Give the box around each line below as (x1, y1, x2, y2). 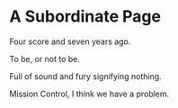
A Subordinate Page (9, 6, 162, 27)
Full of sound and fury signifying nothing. (9, 70, 162, 82)
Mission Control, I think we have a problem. (9, 88, 170, 99)
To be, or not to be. (9, 53, 81, 64)
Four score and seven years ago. (9, 36, 131, 47)
